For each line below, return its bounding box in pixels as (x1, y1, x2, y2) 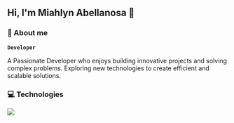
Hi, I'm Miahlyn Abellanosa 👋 (7, 7, 135, 19)
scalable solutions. (7, 71, 62, 79)
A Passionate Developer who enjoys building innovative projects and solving (7, 56, 228, 65)
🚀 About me (7, 28, 48, 38)
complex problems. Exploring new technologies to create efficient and (7, 64, 210, 72)
